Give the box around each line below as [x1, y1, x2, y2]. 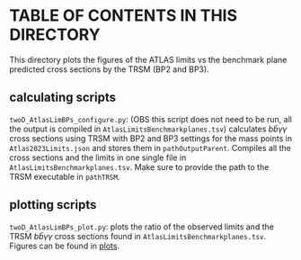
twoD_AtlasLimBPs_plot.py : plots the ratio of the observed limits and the [9, 221, 274, 232]
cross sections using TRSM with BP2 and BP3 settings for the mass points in [9, 132, 293, 144]
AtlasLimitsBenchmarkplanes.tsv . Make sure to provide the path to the [9, 161, 270, 172]
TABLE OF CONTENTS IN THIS [9, 5, 238, 26]
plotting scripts [9, 197, 97, 212]
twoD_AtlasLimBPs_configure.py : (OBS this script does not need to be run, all [9, 113, 292, 124]
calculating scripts [9, 90, 117, 105]
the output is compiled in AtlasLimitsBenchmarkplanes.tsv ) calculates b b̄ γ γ [9, 123, 288, 134]
